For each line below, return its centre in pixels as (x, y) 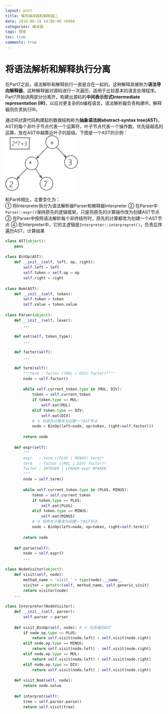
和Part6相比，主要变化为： (33, 199)
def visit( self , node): (39, 574)
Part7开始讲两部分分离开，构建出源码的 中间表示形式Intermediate (73, 97)
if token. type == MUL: (56, 400)
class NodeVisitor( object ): (35, 569)
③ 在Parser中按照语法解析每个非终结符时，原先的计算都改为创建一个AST (81, 218)
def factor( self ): (33, 352)
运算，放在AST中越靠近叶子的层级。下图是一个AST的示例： (67, 133)
